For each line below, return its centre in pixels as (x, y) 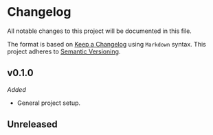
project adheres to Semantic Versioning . (64, 51)
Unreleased (33, 124)
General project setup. (49, 103)
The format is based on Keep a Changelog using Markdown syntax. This (106, 44)
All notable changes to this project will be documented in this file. (100, 31)
